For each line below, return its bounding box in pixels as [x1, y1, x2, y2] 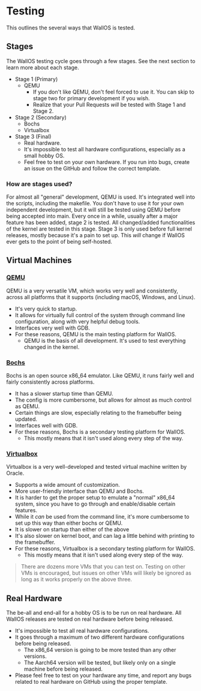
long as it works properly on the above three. [20, 576, 133, 583]
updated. [14, 415, 38, 423]
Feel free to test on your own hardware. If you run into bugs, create [23, 158, 190, 166]
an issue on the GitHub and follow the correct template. [23, 164, 161, 172]
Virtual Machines [6, 255, 72, 265]
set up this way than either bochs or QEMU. [14, 519, 123, 527]
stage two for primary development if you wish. [32, 94, 150, 101]
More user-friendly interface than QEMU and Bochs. [14, 487, 144, 495]
